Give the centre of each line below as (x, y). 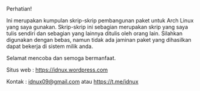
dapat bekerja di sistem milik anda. (50, 46)
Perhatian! (19, 9)
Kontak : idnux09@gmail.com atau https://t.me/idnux (72, 82)
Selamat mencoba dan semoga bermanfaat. (61, 58)
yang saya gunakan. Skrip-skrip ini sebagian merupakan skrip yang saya (97, 27)
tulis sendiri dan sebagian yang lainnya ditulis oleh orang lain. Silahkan (95, 33)
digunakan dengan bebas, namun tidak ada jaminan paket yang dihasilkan (99, 40)
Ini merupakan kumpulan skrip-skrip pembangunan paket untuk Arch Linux (100, 20)
